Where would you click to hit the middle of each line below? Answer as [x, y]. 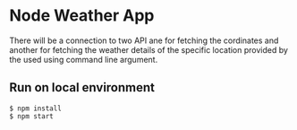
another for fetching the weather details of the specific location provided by [149, 49]
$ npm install [36, 108]
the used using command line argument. [84, 59]
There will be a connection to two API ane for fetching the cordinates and [144, 40]
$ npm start [31, 116]
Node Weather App [82, 16]
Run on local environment [82, 87]
